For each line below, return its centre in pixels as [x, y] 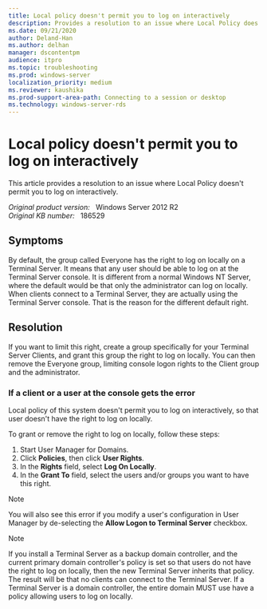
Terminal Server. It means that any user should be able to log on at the [124, 268]
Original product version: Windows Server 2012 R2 [94, 208]
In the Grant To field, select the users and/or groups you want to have [134, 475]
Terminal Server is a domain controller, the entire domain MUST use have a [131, 587]
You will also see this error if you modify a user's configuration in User [124, 514]
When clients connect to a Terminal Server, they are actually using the [123, 294]
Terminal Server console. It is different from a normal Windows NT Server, [130, 277]
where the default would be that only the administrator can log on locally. [128, 285]
